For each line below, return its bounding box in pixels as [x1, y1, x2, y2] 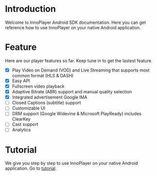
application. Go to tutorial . [5, 165, 57, 171]
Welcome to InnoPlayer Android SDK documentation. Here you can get [5, 19, 146, 25]
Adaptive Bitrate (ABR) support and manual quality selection [12, 89, 132, 95]
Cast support [12, 122, 39, 127]
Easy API [12, 78, 30, 84]
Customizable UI [12, 106, 46, 111]
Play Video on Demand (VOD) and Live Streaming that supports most [12, 67, 150, 73]
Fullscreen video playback [12, 84, 64, 89]
